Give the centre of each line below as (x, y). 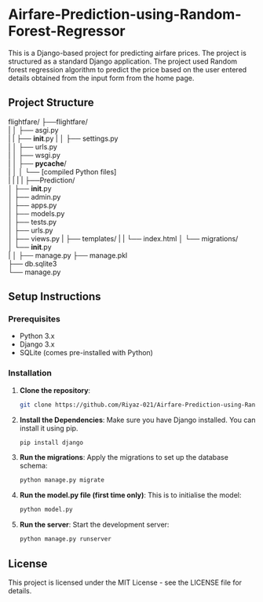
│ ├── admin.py (35, 196)
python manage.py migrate (62, 480)
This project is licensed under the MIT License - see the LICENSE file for (125, 582)
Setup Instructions (55, 297)
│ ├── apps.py (33, 205)
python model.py (46, 510)
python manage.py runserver (65, 539)
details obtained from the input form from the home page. (101, 78)
